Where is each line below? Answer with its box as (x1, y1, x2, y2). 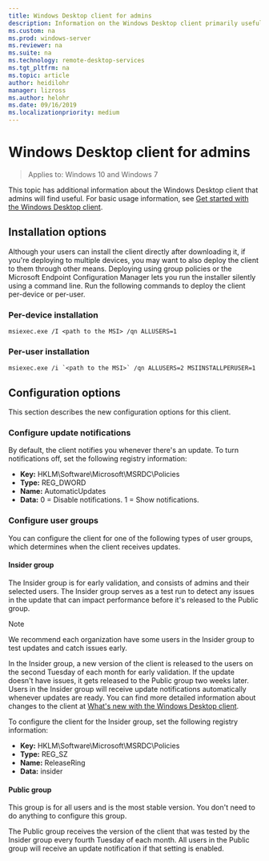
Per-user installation (8, 346, 90, 357)
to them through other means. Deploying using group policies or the (8, 264, 232, 273)
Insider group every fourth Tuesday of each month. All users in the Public (8, 835, 250, 845)
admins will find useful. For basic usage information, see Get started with (8, 193, 250, 203)
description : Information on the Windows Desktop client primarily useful (8, 19, 263, 27)
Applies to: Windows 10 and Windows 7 (27, 169, 159, 179)
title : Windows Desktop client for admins (8, 11, 152, 20)
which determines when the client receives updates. (8, 542, 181, 552)
